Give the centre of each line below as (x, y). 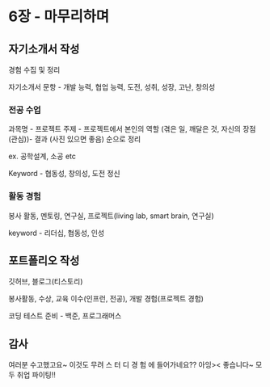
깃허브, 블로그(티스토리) (46, 282)
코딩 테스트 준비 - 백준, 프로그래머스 (65, 316)
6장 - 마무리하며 (59, 17)
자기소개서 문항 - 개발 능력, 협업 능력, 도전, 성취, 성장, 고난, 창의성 (112, 87)
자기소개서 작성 (44, 49)
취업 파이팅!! (36, 375)
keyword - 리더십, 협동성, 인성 (57, 233)
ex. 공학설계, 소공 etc (42, 156)
